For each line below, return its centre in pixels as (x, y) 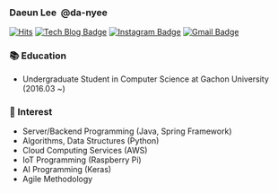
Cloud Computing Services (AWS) (85, 150)
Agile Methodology (57, 179)
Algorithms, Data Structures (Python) (91, 140)
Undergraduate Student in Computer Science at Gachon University (145, 79)
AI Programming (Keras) (67, 169)
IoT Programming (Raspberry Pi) (82, 160)
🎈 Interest (31, 111)
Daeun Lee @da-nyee (58, 13)
